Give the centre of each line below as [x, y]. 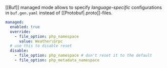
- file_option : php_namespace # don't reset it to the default [83, 56]
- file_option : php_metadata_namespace [57, 60]
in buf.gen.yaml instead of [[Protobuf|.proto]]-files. [59, 13]
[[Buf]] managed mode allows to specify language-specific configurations [84, 7]
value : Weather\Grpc [41, 41]
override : [20, 32]
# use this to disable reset [41, 46]
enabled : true [25, 27]
